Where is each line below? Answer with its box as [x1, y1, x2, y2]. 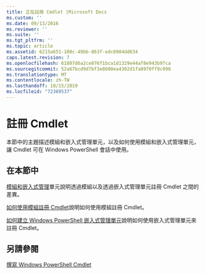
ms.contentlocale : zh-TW [6, 77, 70, 83]
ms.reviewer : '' [6, 26, 48, 32]
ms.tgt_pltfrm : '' [6, 37, 53, 43]
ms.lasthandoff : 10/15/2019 [6, 83, 78, 89]
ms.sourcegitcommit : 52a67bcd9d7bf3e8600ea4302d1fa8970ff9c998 [6, 65, 171, 72]
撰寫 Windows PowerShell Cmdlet [6, 261, 92, 268]
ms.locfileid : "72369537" [6, 89, 72, 95]
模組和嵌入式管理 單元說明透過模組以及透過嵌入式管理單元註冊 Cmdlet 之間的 [6, 183, 199, 190]
